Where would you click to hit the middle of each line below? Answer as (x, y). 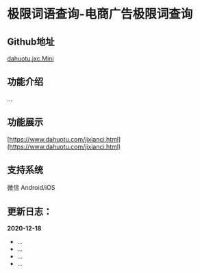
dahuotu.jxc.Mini (30, 58)
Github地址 (31, 42)
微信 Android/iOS (31, 188)
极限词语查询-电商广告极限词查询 (100, 14)
